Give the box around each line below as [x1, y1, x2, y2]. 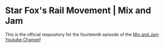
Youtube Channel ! [5, 37, 42, 43]
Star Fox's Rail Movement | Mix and [5, 5, 151, 16]
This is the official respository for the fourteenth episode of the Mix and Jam [5, 31, 159, 37]
